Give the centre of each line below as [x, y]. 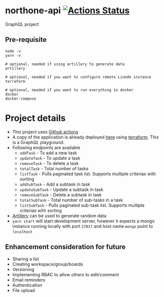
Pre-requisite [26, 40]
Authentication [27, 285]
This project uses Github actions [45, 132]
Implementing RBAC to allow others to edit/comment [66, 274]
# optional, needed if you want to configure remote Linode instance [78, 77]
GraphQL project [22, 24]
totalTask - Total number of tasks [54, 168]
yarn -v [13, 55]
